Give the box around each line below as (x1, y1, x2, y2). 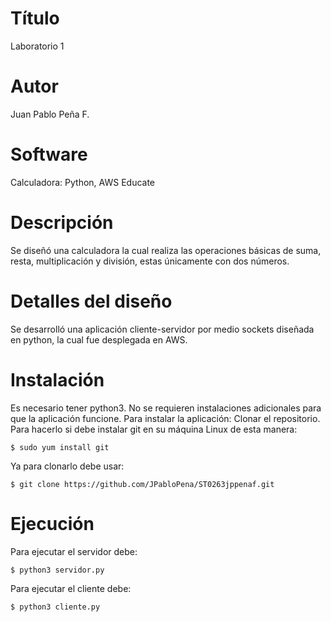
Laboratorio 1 (10, 40, 65, 52)
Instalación (10, 368, 105, 391)
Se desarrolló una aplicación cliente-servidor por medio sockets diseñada (10, 323, 315, 335)
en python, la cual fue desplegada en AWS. (10, 333, 188, 346)
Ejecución (10, 512, 95, 535)
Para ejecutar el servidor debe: (10, 545, 138, 557)
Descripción (10, 212, 114, 234)
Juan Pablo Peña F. (10, 108, 90, 120)
